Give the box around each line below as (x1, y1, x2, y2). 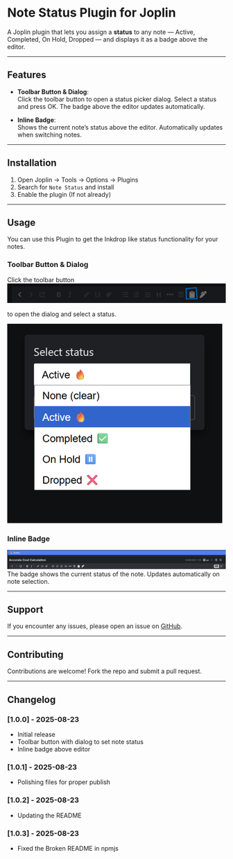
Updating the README (17, 811, 82, 819)
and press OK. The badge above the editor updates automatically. (17, 102, 206, 110)
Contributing (7, 648, 64, 660)
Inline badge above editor (17, 745, 91, 753)
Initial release (17, 730, 55, 738)
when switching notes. (17, 130, 82, 139)
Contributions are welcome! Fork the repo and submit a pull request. (7, 667, 202, 675)
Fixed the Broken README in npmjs (17, 844, 119, 852)
